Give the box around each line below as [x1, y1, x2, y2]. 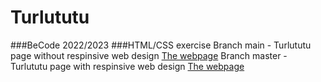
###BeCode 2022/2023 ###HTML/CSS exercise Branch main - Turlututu [10, 39, 312, 51]
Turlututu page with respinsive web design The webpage [10, 60, 245, 72]
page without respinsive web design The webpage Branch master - [10, 49, 288, 61]
